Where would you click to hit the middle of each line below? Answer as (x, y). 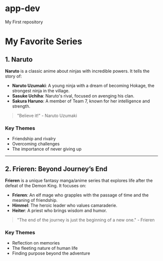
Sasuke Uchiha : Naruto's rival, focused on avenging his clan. (73, 96)
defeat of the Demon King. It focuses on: (46, 186)
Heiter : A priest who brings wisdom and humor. (59, 211)
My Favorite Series (44, 41)
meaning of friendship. (35, 200)
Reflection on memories (36, 243)
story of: (14, 76)
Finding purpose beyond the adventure (51, 253)
